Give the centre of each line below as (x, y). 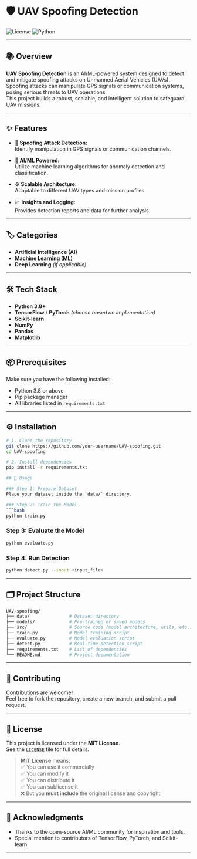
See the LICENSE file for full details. (48, 749)
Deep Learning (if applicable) (50, 265)
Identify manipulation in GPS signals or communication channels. (93, 149)
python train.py (26, 516)
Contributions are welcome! (40, 692)
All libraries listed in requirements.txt (60, 403)
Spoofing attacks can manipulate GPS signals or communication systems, (95, 86)
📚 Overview (29, 56)
